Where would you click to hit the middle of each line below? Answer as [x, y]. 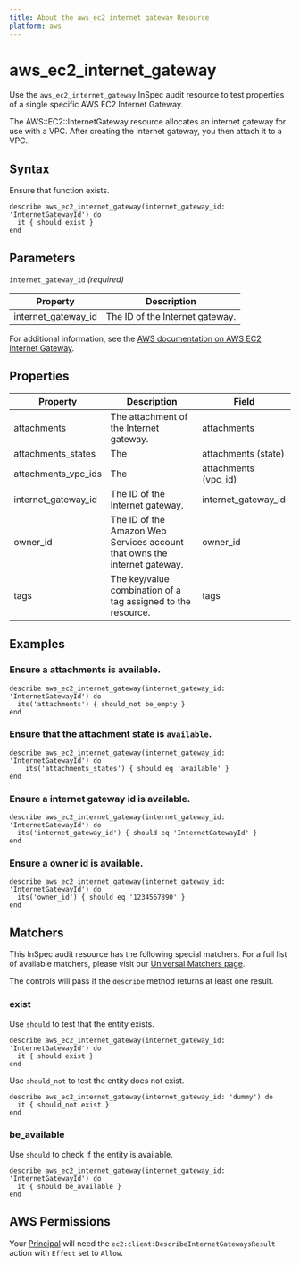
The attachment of [149, 416]
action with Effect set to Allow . [66, 1252]
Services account [147, 542]
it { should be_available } [70, 1186]
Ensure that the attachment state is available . [111, 734]
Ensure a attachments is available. [85, 670]
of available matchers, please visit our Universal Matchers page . [127, 964]
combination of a [146, 590]
